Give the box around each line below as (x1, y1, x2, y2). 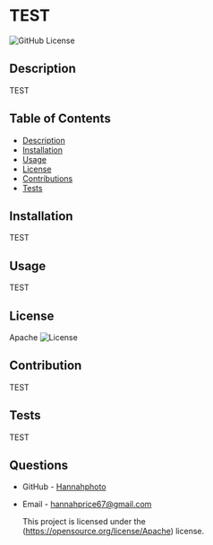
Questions (9, 458, 69, 473)
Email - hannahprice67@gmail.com (21, 499, 152, 510)
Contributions (21, 172, 73, 184)
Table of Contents (9, 111, 112, 127)
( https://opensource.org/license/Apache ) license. (21, 526, 205, 537)
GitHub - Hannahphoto (21, 481, 106, 492)
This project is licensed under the (21, 516, 146, 527)
